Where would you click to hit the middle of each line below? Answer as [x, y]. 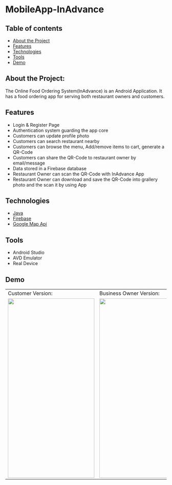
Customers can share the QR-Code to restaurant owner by [74, 157]
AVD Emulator [27, 258]
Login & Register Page [36, 125]
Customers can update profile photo [51, 136]
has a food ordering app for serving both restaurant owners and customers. [85, 96]
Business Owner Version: [130, 293]
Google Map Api [30, 224]
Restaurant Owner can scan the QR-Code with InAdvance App [78, 174]
